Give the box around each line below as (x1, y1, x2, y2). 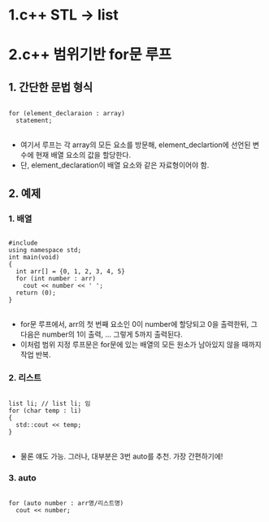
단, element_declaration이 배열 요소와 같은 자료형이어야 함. (20, 160, 210, 170)
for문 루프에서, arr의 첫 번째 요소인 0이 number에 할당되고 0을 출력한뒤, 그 (20, 319, 258, 328)
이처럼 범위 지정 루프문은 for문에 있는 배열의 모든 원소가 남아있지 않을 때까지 (20, 339, 262, 349)
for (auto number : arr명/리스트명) (8, 499, 124, 507)
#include (8, 238, 38, 247)
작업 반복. (20, 350, 51, 359)
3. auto (8, 472, 37, 484)
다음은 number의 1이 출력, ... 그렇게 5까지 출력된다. (20, 329, 183, 339)
